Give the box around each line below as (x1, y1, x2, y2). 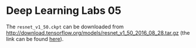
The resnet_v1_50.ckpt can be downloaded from (6, 23, 124, 30)
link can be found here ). (6, 35, 64, 42)
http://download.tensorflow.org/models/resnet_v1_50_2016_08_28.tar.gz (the (6, 29, 190, 36)
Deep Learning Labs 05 (6, 4, 121, 17)
